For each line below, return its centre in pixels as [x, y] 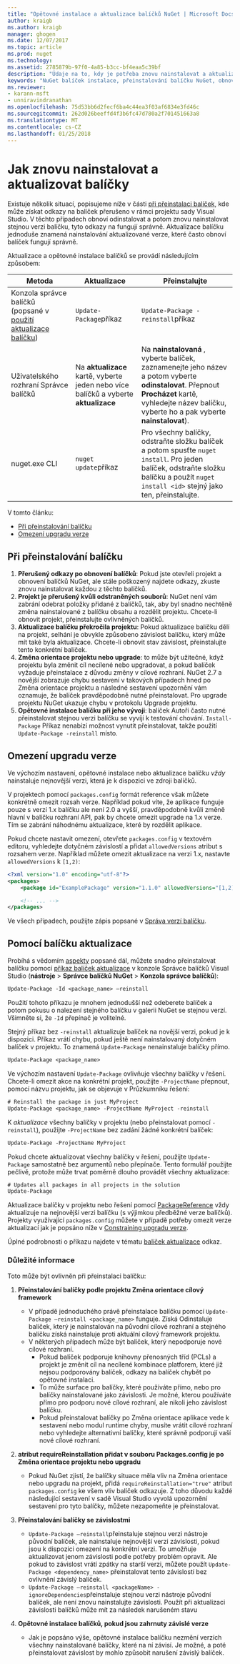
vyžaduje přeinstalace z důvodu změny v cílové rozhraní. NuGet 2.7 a [120, 673]
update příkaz [97, 467]
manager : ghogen [31, 34]
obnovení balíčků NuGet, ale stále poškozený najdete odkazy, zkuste [119, 581]
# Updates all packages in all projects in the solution [94, 1185]
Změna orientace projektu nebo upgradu [79, 1462]
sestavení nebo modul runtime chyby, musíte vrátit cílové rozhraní [136, 1425]
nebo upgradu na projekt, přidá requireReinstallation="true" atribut [130, 1483]
